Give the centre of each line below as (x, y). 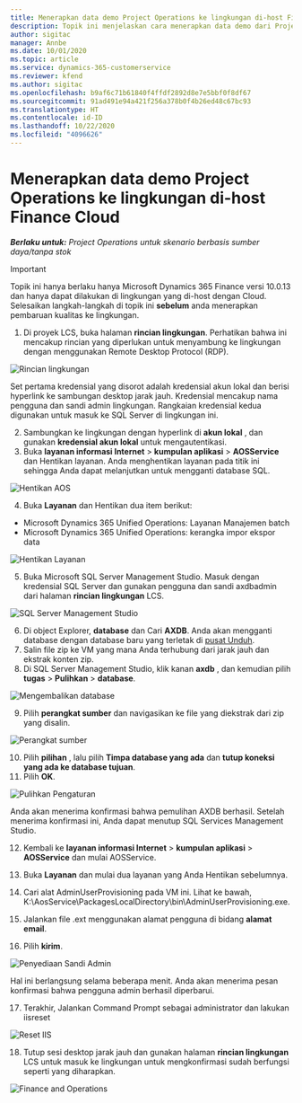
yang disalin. (47, 722)
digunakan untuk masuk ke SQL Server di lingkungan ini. (114, 415)
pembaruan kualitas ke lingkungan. (75, 314)
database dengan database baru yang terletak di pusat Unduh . (139, 640)
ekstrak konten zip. (58, 659)
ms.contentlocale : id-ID (56, 118)
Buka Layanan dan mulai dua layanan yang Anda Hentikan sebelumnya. (155, 874)
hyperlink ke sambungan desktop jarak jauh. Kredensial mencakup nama (144, 395)
